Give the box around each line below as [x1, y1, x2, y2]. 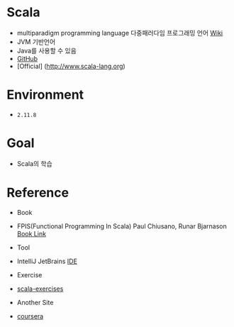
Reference [6, 185, 69, 201]
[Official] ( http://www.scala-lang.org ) [16, 62, 126, 70]
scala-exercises [16, 284, 64, 293]
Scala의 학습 [16, 159, 52, 167]
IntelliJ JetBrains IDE [16, 257, 77, 265]
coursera [16, 311, 44, 320]
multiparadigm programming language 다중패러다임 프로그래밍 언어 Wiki [16, 28, 223, 37]
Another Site [16, 298, 54, 306]
